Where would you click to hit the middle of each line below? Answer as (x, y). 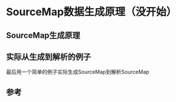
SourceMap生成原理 (43, 35)
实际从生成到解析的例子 (48, 57)
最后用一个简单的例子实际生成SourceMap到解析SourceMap (78, 72)
